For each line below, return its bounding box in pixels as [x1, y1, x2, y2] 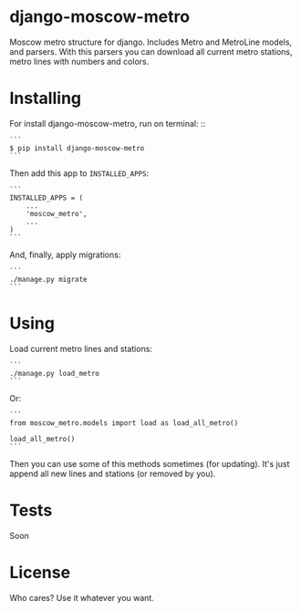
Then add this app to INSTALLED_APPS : [9, 167, 150, 179]
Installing [9, 88, 82, 109]
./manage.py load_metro [9, 368, 100, 378]
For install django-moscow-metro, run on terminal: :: [9, 118, 206, 129]
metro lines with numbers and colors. [9, 56, 150, 67]
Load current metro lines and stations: [9, 343, 153, 354]
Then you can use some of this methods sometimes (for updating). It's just [9, 458, 290, 469]
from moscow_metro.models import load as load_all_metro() [9, 418, 239, 428]
